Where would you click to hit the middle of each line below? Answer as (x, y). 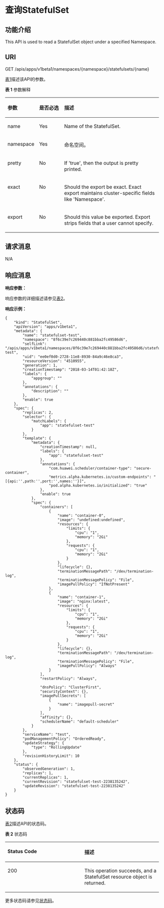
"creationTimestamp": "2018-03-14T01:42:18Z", (71, 370)
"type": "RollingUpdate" (56, 748)
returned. (95, 883)
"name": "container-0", (82, 516)
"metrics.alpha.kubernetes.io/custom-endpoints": (100, 477)
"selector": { (37, 417)
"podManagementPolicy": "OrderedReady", (64, 739)
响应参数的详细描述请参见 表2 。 (36, 298)
